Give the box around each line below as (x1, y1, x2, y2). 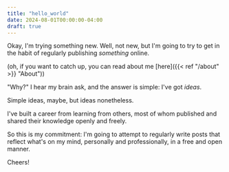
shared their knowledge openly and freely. (7, 117, 127, 125)
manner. (7, 145, 31, 153)
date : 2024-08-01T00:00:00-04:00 (7, 17, 103, 23)
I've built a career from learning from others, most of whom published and (7, 109, 217, 118)
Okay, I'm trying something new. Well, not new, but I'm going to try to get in (7, 42, 220, 50)
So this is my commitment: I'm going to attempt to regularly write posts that (7, 130, 221, 138)
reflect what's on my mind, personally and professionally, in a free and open (7, 138, 222, 146)
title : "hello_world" (7, 10, 69, 17)
